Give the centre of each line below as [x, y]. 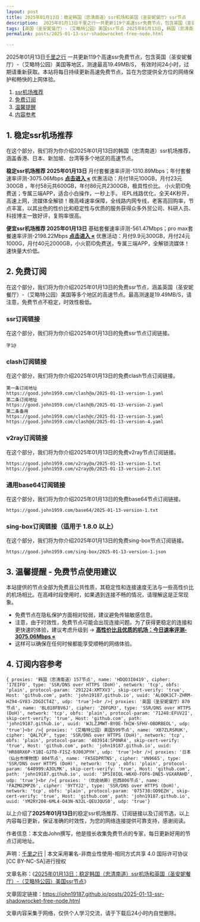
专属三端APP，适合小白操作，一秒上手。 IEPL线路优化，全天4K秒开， [107, 193]
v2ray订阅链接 [27, 438]
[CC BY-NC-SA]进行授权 [36, 861]
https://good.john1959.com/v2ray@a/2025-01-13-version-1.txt [84, 463]
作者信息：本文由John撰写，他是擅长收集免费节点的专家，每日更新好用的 [96, 833]
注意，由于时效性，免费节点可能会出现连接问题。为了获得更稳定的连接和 [103, 622]
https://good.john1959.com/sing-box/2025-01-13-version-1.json [86, 552]
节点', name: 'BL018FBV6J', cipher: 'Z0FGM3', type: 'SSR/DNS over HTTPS [99, 708]
